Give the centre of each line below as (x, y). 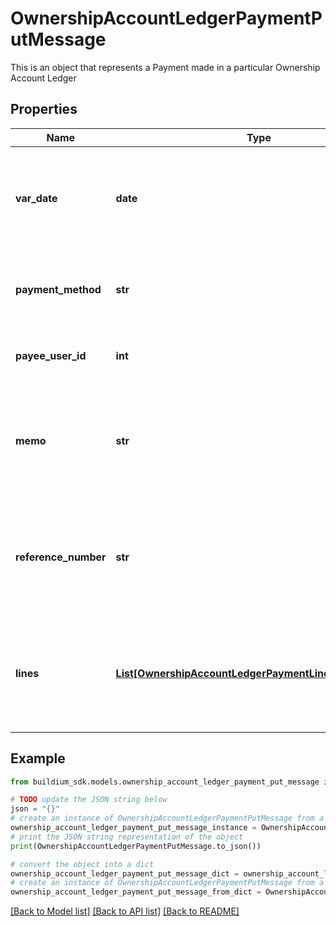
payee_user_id (51, 355)
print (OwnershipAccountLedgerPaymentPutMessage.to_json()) (136, 846)
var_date (36, 198)
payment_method (58, 289)
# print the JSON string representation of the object (127, 837)
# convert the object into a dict (82, 864)
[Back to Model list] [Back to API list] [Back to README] (125, 911)
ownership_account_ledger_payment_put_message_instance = (133, 828)
